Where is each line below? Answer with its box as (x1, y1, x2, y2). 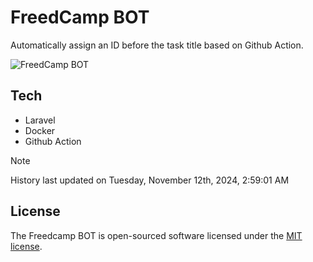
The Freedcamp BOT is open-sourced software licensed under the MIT (10, 229, 303, 241)
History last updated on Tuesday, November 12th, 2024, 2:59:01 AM (10, 174, 290, 186)
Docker (24, 124, 56, 136)
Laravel (24, 114, 56, 126)
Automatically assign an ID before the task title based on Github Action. (10, 39, 304, 51)
